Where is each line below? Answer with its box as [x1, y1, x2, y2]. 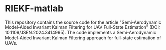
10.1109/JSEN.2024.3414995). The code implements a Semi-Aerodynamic [5, 29, 156, 35]
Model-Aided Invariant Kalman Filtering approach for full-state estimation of [5, 35, 161, 41]
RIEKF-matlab [5, 3, 64, 14]
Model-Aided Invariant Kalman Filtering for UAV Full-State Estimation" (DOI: [5, 24, 160, 30]
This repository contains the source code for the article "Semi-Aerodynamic [5, 19, 161, 25]
